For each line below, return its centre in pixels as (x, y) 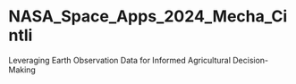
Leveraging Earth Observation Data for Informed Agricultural (120, 60)
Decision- (251, 60)
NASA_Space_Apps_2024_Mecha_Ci (148, 17)
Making (22, 70)
